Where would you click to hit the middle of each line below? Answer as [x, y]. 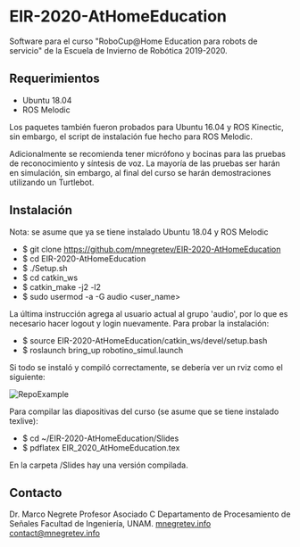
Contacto [36, 493]
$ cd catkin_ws [50, 278]
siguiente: [28, 377]
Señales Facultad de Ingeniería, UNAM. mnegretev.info [110, 524]
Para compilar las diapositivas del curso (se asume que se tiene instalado [144, 411]
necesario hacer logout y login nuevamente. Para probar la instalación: [139, 323]
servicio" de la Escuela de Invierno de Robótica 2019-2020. [118, 50]
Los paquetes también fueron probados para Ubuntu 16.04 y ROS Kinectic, [146, 127]
